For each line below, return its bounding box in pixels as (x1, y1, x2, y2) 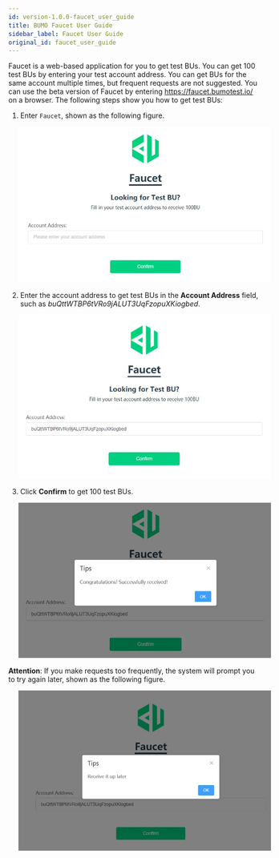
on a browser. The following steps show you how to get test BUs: (8, 95, 223, 105)
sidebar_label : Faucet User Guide (8, 30, 124, 38)
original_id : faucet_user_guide (8, 38, 116, 46)
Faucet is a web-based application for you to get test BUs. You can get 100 (8, 61, 256, 71)
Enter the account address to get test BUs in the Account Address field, (19, 291, 259, 300)
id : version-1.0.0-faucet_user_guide (8, 13, 135, 21)
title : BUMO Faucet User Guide (8, 21, 113, 30)
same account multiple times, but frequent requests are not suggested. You (8, 79, 258, 88)
